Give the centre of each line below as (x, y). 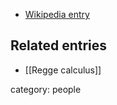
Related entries (59, 45)
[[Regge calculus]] (63, 70)
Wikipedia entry (57, 14)
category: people (46, 89)
